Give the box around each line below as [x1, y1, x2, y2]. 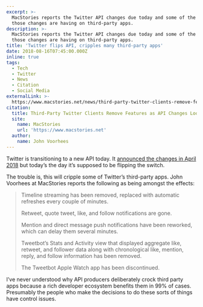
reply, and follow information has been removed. [21, 252, 142, 259]
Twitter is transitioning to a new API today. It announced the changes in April [6, 155, 196, 162]
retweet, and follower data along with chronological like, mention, [21, 246, 184, 253]
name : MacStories [17, 122, 61, 128]
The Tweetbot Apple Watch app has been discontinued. [21, 264, 160, 271]
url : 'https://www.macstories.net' [17, 127, 107, 133]
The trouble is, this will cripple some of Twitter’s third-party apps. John [6, 173, 183, 180]
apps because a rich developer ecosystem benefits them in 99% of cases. [6, 282, 192, 289]
